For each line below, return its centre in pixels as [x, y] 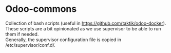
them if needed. [22, 34]
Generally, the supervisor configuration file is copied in [63, 40]
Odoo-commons [41, 9]
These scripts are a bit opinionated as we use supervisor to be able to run [83, 28]
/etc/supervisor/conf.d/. [30, 45]
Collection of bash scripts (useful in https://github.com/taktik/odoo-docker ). [86, 23]
